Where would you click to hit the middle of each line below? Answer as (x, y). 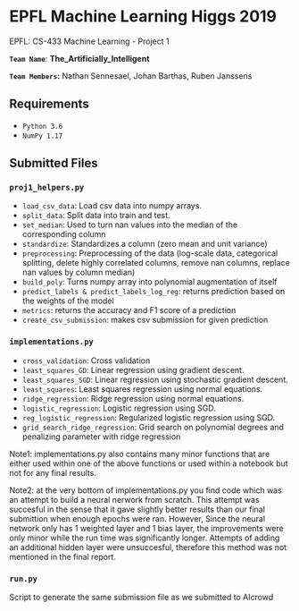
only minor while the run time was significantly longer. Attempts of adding (145, 538)
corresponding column (64, 234)
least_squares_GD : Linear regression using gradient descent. (133, 369)
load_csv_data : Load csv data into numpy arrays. (112, 206)
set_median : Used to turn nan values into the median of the (130, 225)
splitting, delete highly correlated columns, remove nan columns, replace (156, 263)
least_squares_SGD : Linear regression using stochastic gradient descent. (155, 379)
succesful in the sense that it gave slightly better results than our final (137, 509)
